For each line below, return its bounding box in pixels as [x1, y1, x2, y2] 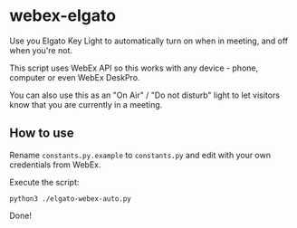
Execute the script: [9, 176, 80, 187]
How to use [9, 126, 74, 141]
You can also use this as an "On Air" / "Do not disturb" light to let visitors [9, 90, 281, 100]
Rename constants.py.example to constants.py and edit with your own [9, 149, 272, 160]
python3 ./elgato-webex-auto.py [9, 194, 131, 204]
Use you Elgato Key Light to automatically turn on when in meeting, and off [9, 35, 288, 46]
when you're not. [9, 44, 72, 55]
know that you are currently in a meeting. [9, 99, 163, 109]
